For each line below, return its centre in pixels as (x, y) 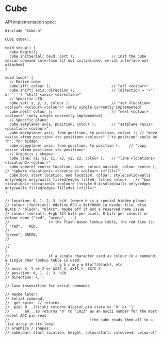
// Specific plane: (29, 120)
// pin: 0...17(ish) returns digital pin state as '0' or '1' (70, 307)
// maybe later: (21, 294)
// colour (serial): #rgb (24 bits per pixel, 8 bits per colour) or (77, 213)
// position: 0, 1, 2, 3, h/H (36, 273)
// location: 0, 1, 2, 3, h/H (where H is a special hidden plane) (76, 201)
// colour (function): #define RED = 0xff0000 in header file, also (76, 205)
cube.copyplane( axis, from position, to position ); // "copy (78, 145)
